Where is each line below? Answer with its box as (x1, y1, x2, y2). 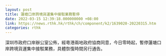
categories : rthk (5, 26, 41, 30)
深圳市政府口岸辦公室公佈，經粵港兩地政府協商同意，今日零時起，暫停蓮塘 (5, 40, 157, 46)
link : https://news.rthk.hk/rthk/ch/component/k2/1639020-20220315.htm (5, 21, 156, 26)
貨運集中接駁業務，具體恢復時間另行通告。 (18, 46, 105, 52)
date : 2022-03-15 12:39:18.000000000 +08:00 (5, 16, 99, 21)
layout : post (5, 7, 32, 12)
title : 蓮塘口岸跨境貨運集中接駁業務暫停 (5, 12, 80, 17)
